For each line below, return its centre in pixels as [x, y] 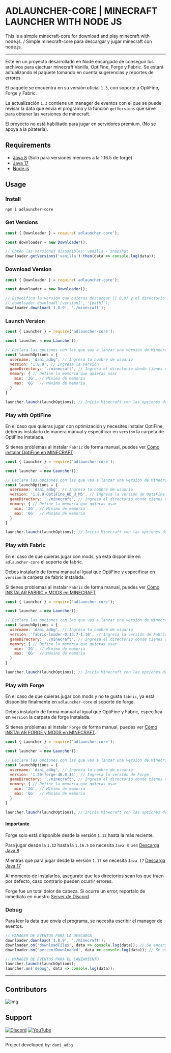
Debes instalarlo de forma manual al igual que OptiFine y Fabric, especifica [84, 712]
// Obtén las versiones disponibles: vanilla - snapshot [67, 251]
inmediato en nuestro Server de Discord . [48, 896]
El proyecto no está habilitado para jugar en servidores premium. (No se [81, 124]
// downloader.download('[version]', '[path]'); [58, 303]
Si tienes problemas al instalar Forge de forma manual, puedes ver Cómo [81, 727]
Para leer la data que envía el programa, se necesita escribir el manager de [84, 921]
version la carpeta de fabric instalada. [45, 577]
